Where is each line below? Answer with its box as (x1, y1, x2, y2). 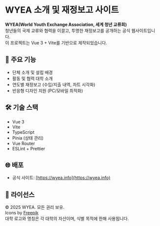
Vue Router (12, 140, 35, 146)
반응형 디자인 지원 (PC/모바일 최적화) (12, 87, 83, 93)
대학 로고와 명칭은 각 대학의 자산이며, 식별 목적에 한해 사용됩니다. (5, 216, 129, 222)
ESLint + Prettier (12, 145, 46, 151)
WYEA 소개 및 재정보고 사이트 (5, 4, 119, 16)
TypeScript (12, 129, 35, 135)
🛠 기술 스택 (5, 103, 38, 112)
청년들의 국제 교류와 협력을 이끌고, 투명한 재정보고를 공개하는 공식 (5, 27, 131, 33)
